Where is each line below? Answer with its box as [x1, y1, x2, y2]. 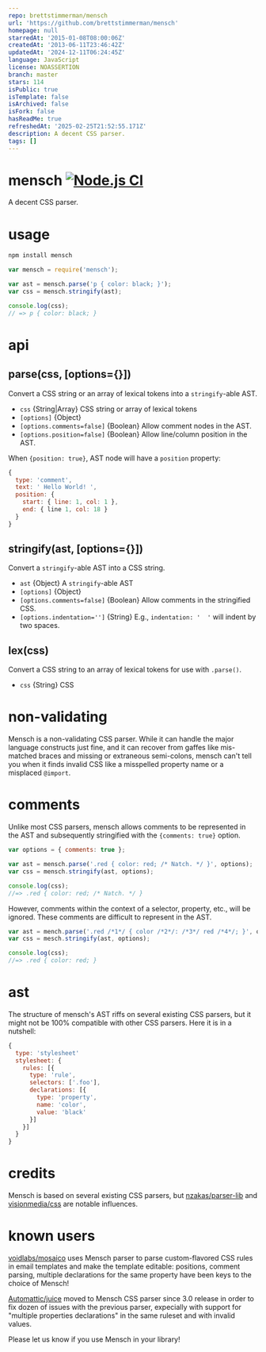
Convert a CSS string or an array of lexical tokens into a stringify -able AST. [8, 388, 257, 398]
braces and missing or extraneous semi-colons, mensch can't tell [38, 751, 252, 761]
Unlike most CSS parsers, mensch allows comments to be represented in [8, 822, 246, 832]
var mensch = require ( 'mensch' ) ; [8, 266, 119, 274]
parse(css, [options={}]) [8, 368, 132, 381]
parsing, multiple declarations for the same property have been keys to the [8, 1270, 252, 1280]
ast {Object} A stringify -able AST [19, 579, 134, 588]
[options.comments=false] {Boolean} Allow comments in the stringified [19, 595, 251, 605]
